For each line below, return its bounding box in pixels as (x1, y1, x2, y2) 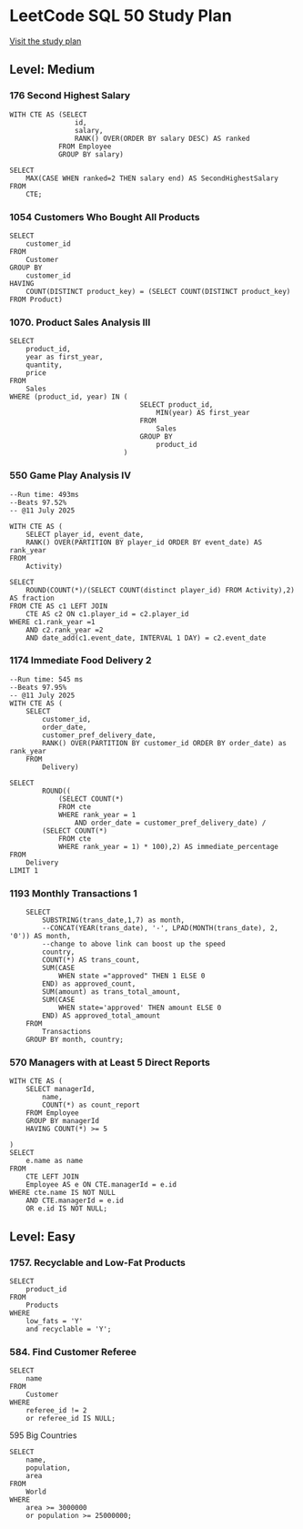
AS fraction (9, 593, 55, 602)
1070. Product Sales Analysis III (9, 316, 151, 329)
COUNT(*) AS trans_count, (42, 956, 141, 965)
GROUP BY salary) (57, 149, 125, 159)
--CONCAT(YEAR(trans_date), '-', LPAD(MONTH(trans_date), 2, (42, 924, 279, 933)
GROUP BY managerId (25, 1117, 100, 1126)
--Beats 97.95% (9, 683, 67, 692)
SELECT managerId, (25, 1085, 96, 1094)
